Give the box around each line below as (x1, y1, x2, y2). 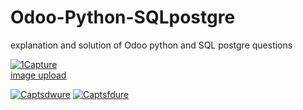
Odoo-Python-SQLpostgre (10, 6, 236, 29)
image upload (10, 69, 67, 81)
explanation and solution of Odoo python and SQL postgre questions (10, 39, 293, 51)
